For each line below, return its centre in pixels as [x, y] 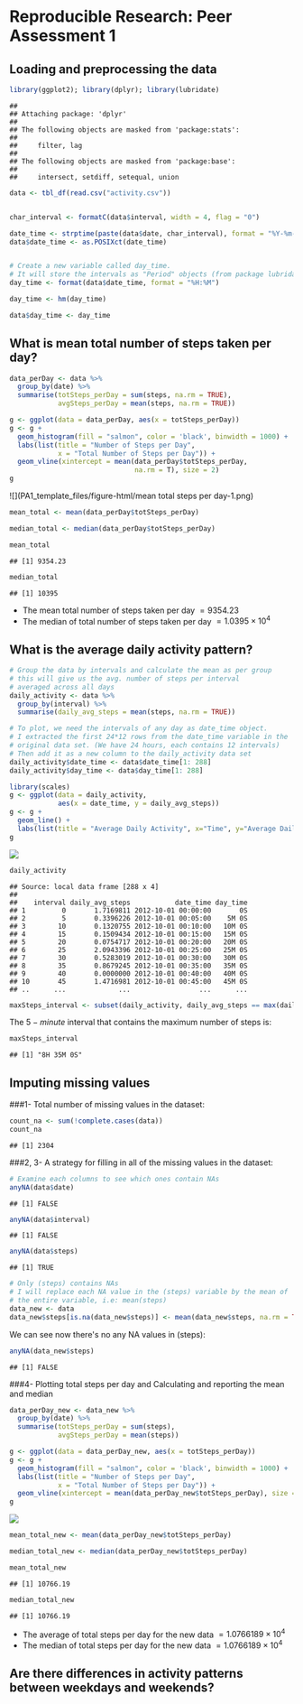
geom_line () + [44, 820]
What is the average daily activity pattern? [131, 649]
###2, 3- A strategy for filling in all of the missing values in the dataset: [141, 1162]
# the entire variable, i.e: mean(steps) [88, 1301]
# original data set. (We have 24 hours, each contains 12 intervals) [145, 745]
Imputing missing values [80, 1083]
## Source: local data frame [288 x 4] [84, 886]
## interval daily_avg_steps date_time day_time [129, 903]
